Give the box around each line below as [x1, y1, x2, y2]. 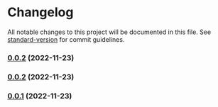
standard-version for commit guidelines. [7, 35, 125, 43]
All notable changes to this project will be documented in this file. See [7, 28, 212, 36]
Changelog [7, 4, 74, 21]
